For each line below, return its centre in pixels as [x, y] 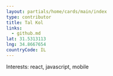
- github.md [26, 34]
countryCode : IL [26, 50]
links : [14, 28]
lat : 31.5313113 [26, 39]
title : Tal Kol [25, 22]
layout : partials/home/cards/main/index [57, 11]
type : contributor [29, 17]
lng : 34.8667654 [26, 45]
